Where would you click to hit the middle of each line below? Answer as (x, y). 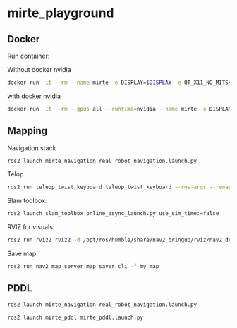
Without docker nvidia (39, 69)
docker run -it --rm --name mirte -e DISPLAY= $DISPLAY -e (94, 83)
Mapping (28, 131)
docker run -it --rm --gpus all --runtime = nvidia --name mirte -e (107, 109)
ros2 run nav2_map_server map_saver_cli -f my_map (83, 267)
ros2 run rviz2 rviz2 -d (44, 240)
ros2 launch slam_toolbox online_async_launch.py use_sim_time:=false (113, 214)
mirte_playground (61, 13)
